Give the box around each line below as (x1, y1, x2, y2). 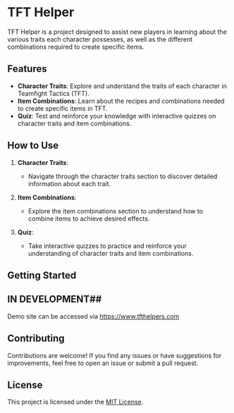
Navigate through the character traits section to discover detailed (27, 172, 218, 180)
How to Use (7, 140, 59, 152)
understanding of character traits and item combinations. (27, 249, 194, 257)
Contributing (7, 333, 65, 345)
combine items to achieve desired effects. (27, 214, 150, 223)
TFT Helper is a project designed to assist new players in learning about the (7, 27, 227, 36)
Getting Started (7, 269, 77, 281)
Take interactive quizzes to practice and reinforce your (27, 241, 187, 250)
